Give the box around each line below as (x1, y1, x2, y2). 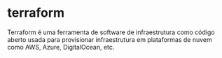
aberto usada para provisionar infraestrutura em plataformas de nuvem (7, 35, 212, 43)
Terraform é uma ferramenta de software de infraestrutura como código (7, 28, 215, 36)
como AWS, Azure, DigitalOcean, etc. (7, 43, 115, 51)
